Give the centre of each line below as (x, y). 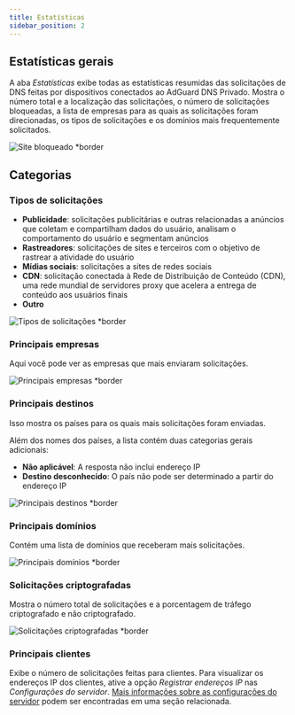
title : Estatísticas (47, 17)
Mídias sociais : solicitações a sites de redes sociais (117, 266)
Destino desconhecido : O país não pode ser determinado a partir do (147, 476)
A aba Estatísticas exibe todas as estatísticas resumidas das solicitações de (147, 83)
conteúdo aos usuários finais (75, 295)
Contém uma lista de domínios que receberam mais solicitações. (127, 545)
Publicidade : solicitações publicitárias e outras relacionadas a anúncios (153, 219)
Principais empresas (54, 344)
